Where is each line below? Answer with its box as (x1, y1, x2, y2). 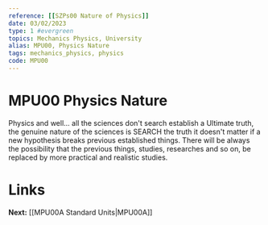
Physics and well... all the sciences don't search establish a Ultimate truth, (8, 118, 254, 127)
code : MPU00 (8, 57, 48, 65)
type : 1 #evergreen (8, 27, 74, 35)
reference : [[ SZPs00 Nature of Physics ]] (8, 11, 150, 20)
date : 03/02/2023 (8, 19, 67, 27)
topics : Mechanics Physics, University (8, 34, 142, 43)
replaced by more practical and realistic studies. (8, 152, 168, 162)
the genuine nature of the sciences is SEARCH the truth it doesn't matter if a (8, 127, 261, 136)
